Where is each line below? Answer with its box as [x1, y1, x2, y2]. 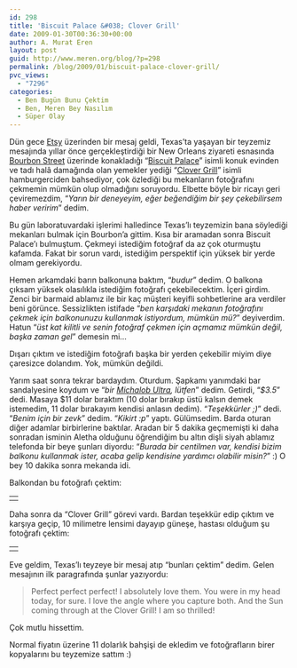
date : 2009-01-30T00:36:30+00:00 [9, 29, 133, 38]
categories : [9, 87, 53, 96]
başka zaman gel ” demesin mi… [9, 331, 127, 342]
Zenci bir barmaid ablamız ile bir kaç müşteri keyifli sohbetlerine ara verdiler [9, 294, 286, 305]
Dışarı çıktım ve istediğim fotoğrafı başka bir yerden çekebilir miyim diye [9, 348, 272, 360]
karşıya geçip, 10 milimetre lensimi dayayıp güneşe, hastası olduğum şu [9, 519, 270, 529]
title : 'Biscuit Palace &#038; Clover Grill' [9, 21, 180, 30]
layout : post [9, 46, 58, 55]
